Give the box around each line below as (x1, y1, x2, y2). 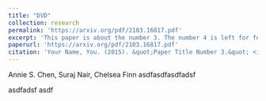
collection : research (8, 19, 80, 27)
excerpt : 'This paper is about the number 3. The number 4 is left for (8, 33, 249, 42)
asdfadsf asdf (8, 85, 54, 95)
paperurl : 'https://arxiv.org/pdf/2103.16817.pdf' (8, 41, 179, 49)
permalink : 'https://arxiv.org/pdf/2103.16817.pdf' (8, 26, 182, 34)
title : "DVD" (8, 11, 51, 20)
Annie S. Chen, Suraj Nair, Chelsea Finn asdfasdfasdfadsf (8, 70, 196, 79)
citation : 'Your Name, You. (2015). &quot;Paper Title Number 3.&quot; (8, 48, 249, 56)
